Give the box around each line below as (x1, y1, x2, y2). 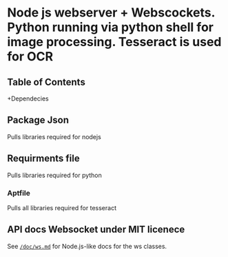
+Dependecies (7, 94, 50, 103)
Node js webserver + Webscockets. (7, 5, 216, 21)
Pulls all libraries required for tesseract (7, 203, 117, 212)
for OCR (7, 49, 54, 65)
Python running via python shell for (7, 19, 214, 35)
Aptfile (7, 188, 31, 198)
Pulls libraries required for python (7, 171, 102, 179)
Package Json (7, 114, 70, 126)
